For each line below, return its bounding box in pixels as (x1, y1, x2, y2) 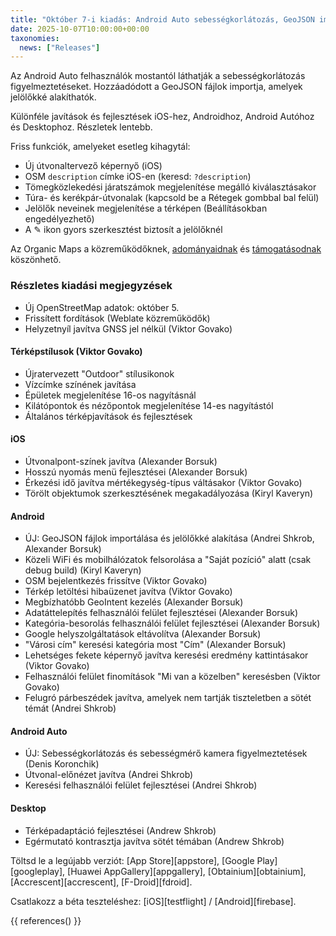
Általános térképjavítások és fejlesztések (24, 410, 193, 422)
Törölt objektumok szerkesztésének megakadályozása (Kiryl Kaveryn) (24, 487, 314, 499)
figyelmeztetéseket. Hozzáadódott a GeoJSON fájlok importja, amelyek (10, 81, 303, 93)
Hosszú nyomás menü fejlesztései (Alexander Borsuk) (24, 466, 248, 478)
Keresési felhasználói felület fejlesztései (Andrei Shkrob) (24, 779, 258, 791)
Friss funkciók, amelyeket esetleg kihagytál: (10, 141, 191, 153)
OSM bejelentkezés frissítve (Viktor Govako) (24, 575, 208, 587)
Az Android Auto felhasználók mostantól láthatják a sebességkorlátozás (10, 70, 306, 82)
